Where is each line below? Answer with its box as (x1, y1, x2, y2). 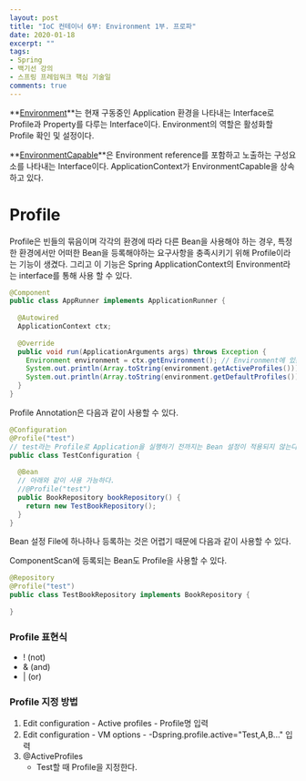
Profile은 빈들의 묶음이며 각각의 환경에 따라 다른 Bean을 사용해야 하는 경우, (9, 236, 276, 247)
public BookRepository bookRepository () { (17, 492, 181, 502)
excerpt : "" (9, 38, 55, 48)
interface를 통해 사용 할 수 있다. (18, 269, 133, 280)
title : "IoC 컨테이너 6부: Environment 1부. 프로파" (9, 22, 197, 31)
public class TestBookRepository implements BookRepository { (9, 591, 250, 600)
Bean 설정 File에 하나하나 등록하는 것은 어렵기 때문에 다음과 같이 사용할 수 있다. (9, 536, 291, 547)
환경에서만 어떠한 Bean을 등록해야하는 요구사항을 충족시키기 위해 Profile (18, 247, 277, 258)
